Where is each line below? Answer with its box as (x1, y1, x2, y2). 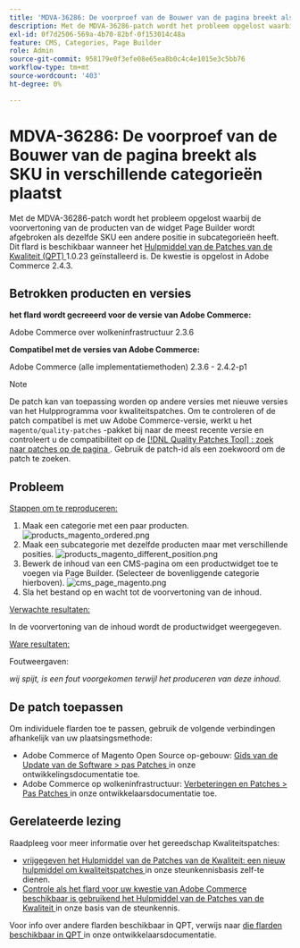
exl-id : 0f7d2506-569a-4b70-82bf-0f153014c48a (9, 30, 186, 38)
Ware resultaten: (9, 639, 70, 649)
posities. (21, 549, 54, 560)
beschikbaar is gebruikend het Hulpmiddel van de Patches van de (21, 893, 265, 903)
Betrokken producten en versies (9, 285, 192, 300)
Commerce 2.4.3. (9, 260, 73, 271)
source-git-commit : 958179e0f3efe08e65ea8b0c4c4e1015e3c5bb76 (9, 55, 246, 63)
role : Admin (9, 47, 54, 55)
